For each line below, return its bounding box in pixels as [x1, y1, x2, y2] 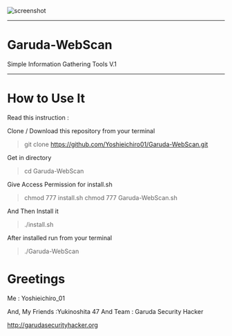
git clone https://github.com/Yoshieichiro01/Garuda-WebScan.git [23, 140, 209, 148]
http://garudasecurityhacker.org [7, 321, 99, 329]
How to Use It [7, 90, 85, 106]
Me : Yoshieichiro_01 [7, 294, 66, 302]
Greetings [7, 271, 66, 287]
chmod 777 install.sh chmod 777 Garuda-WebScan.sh [23, 193, 177, 201]
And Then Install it [7, 207, 59, 215]
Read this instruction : [7, 113, 69, 121]
